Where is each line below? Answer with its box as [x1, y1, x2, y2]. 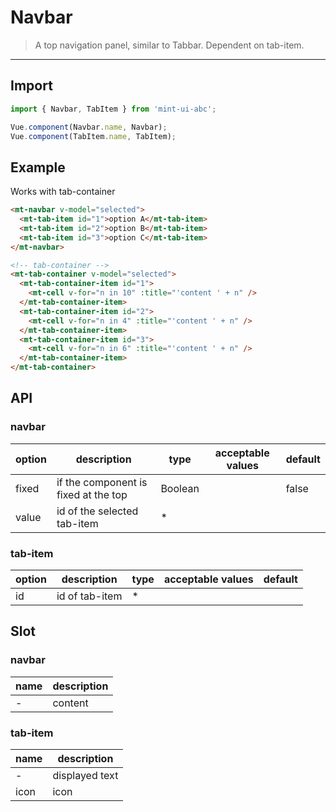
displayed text [52, 769, 119, 783]
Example [10, 159, 66, 176]
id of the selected [56, 504, 139, 518]
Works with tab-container [10, 186, 116, 198]
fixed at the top [56, 487, 128, 501]
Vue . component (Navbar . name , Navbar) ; [10, 122, 168, 132]
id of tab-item [56, 589, 123, 603]
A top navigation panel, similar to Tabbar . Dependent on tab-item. [34, 39, 305, 51]
